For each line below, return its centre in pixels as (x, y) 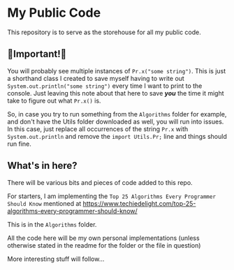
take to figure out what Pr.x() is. (54, 100)
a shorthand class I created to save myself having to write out (96, 78)
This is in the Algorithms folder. (52, 224)
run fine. (19, 144)
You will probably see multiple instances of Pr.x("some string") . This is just (117, 70)
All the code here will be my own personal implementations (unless (104, 238)
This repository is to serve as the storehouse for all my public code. (104, 32)
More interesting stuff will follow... (56, 259)
